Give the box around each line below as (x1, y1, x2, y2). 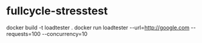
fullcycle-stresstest (6, 4, 108, 18)
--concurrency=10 (41, 30, 88, 37)
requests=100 (6, 30, 41, 37)
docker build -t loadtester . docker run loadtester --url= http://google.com (6, 24, 190, 31)
